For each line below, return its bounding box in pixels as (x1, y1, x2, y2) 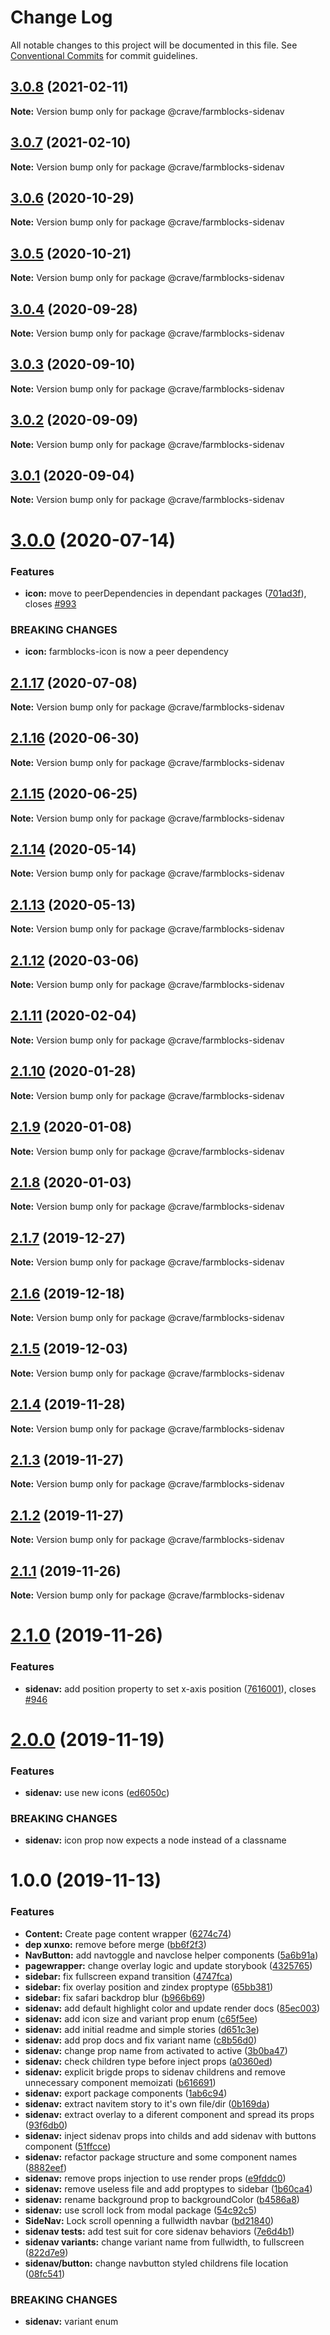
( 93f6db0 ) (24, 2119, 68, 2131)
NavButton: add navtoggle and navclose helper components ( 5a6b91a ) (24, 1949, 319, 1961)
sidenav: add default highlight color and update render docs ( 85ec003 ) (24, 2002, 321, 2014)
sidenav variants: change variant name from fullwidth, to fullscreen (24, 2236, 305, 2248)
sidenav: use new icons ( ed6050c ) (24, 1787, 170, 1798)
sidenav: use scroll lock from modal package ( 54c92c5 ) (24, 2204, 258, 2216)
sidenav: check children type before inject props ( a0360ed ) (24, 2055, 273, 2067)
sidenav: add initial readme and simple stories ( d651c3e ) (24, 2023, 260, 2035)
